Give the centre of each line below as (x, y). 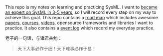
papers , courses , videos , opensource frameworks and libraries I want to (79, 23)
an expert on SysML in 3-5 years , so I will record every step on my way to (81, 12)
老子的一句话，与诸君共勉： (34, 38)
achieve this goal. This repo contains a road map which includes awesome (81, 17)
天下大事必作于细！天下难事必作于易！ (57, 48)
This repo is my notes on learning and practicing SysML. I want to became (81, 7)
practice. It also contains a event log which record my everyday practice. (80, 28)
